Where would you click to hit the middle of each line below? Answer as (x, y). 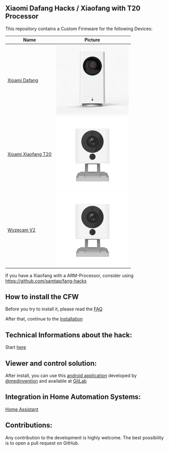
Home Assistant (22, 409)
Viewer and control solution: (51, 363)
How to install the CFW (42, 297)
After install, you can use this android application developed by (71, 376)
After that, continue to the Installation (44, 319)
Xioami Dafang (23, 80)
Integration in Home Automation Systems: (73, 397)
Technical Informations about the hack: (69, 335)
